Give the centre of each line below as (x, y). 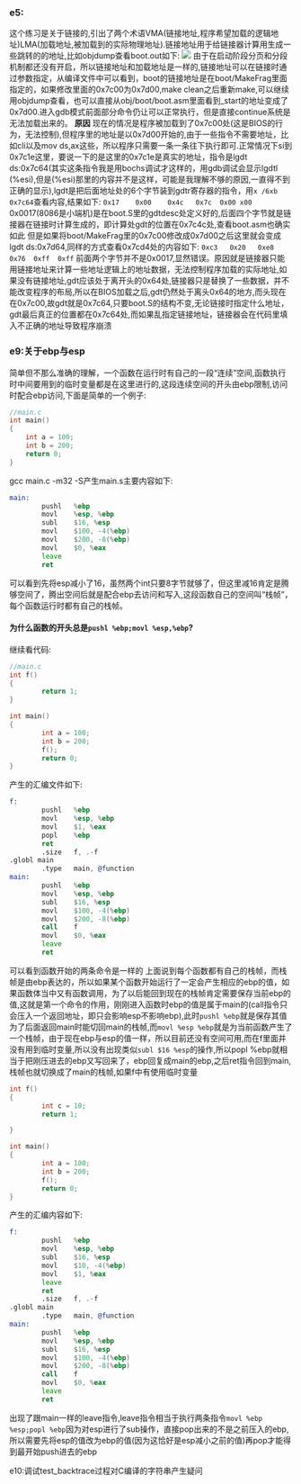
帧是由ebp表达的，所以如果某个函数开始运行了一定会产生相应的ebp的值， (146, 982)
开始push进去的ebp (61, 1452)
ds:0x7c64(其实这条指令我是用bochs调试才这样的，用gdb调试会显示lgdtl (144, 168)
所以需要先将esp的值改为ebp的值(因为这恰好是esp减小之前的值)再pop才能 (146, 1440)
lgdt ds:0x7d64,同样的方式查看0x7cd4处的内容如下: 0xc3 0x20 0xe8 (142, 247)
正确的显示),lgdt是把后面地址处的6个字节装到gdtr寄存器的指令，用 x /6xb (144, 191)
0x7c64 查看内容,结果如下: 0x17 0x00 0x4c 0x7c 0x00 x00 (131, 202)
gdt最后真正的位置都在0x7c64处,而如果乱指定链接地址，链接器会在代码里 (145, 315)
